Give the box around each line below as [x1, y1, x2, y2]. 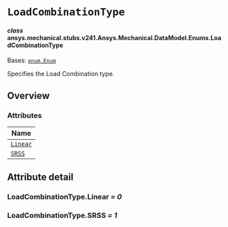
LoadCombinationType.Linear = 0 [7, 192, 122, 202]
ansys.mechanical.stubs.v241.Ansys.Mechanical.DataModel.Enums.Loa [7, 33, 222, 42]
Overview [7, 89, 50, 102]
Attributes [7, 110, 42, 120]
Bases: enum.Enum [7, 56, 57, 64]
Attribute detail [7, 172, 74, 183]
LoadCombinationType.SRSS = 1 [7, 210, 117, 220]
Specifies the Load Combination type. [7, 70, 115, 78]
